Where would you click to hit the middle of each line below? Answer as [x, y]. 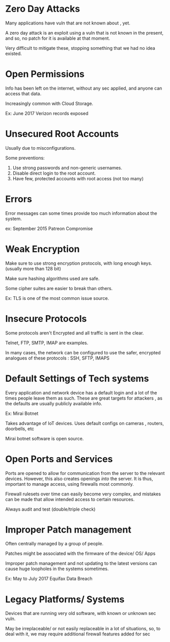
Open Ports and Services [59, 459]
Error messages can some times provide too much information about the [81, 213]
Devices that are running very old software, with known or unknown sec [81, 613]
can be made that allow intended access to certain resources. [70, 499]
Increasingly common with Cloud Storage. [49, 103]
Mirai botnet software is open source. [45, 438]
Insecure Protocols [46, 318]
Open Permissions [45, 74]
